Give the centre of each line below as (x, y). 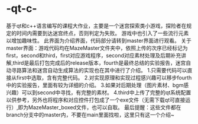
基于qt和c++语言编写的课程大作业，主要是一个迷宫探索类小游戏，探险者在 (96, 26)
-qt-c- (22, 9)
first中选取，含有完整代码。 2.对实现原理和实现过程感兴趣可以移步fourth (104, 77)
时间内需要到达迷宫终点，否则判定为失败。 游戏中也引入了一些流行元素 (103, 33)
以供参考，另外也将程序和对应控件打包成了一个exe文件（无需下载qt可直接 (96, 100)
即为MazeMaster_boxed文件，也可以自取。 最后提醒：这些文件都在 (100, 107)
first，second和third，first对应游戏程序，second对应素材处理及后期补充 (94, 55)
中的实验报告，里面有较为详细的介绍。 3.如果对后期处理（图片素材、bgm (95, 85)
